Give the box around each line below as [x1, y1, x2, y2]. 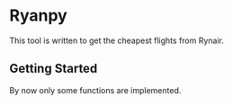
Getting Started [9, 61, 98, 76]
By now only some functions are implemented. [9, 84, 182, 95]
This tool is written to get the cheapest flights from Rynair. [9, 35, 225, 46]
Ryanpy [9, 5, 67, 26]
